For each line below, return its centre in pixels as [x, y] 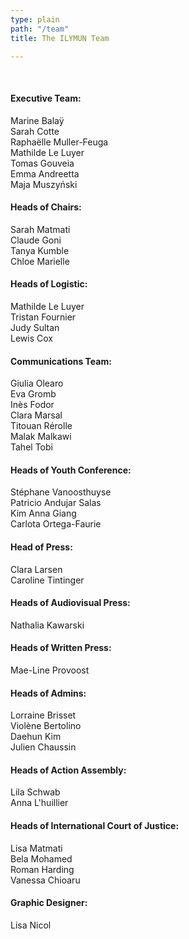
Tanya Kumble [40, 250]
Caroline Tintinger [47, 580]
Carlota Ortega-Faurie [56, 524]
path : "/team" [40, 29]
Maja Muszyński [44, 184]
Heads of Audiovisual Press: [70, 603]
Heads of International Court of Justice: [95, 825]
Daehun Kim [36, 737]
